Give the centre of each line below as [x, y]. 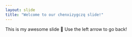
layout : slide [20, 10]
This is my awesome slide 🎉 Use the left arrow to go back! [66, 29]
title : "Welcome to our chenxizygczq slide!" [54, 15]
